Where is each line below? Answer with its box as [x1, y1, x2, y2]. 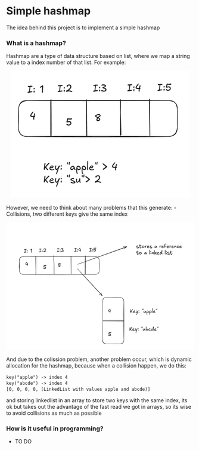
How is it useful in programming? [6, 424, 104, 433]
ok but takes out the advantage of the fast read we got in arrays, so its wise [6, 403, 192, 410]
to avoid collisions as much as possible [6, 409, 102, 417]
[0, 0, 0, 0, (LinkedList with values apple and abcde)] [6, 386, 151, 392]
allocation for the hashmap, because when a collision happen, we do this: [6, 362, 186, 369]
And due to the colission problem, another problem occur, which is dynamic [6, 356, 192, 363]
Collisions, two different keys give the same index [6, 210, 128, 218]
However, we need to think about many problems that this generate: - [6, 204, 177, 212]
